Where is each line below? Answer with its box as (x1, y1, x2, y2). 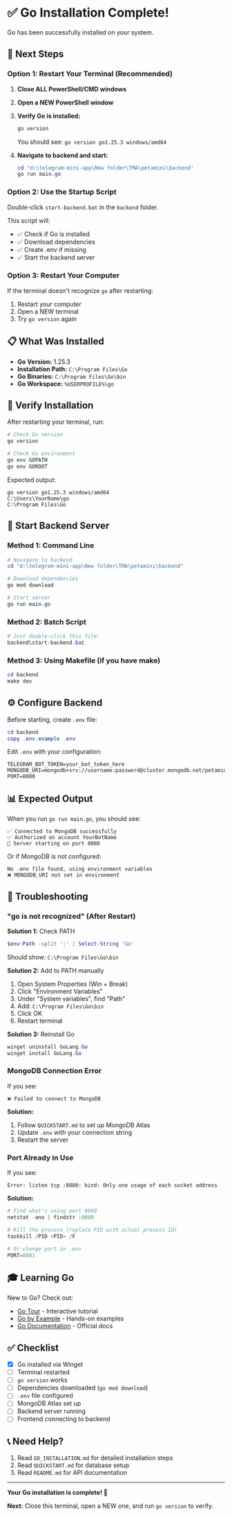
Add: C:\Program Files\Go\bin (17, 1002, 104, 1010)
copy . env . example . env (7, 735, 76, 742)
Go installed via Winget (17, 1361, 84, 1369)
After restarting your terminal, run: (7, 418, 105, 427)
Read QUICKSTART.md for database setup (17, 1461, 130, 1469)
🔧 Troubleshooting (7, 890, 88, 902)
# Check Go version (7, 431, 64, 438)
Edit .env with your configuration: (7, 748, 102, 756)
